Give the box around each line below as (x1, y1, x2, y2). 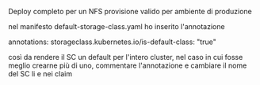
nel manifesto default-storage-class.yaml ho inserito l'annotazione (8, 22, 225, 31)
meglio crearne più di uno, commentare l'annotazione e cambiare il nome (8, 61, 247, 70)
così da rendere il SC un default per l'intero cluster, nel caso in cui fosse (8, 53, 243, 61)
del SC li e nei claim (8, 69, 73, 78)
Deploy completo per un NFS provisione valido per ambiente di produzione (8, 7, 252, 16)
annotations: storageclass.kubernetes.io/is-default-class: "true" (8, 37, 216, 46)
